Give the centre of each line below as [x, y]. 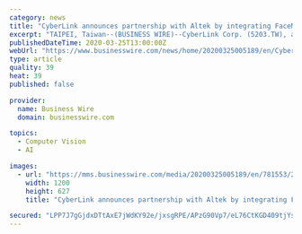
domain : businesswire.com [66, 117]
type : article [36, 59]
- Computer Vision [52, 142]
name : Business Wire [56, 108]
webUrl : [24, 51]
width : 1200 [48, 183]
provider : [28, 100]
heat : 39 [26, 76]
